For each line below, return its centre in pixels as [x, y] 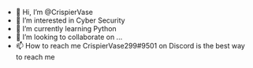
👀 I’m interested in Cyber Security [70, 20]
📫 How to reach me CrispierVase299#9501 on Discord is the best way [130, 46]
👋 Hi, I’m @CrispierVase [54, 12]
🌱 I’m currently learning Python [66, 29]
